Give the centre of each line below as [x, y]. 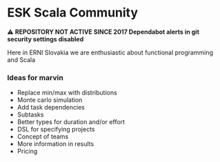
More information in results [56, 144]
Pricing [27, 151]
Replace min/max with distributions [67, 93]
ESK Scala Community [73, 13]
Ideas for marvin [35, 77]
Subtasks [30, 114]
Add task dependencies [51, 108]
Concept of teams [43, 136]
